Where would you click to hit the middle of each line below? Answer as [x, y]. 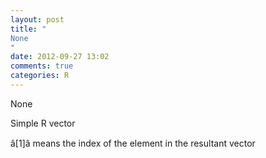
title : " [28, 29]
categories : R [40, 76]
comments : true [42, 66]
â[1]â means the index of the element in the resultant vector [133, 143]
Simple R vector [43, 123]
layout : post [37, 19]
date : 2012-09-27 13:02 [60, 57]
